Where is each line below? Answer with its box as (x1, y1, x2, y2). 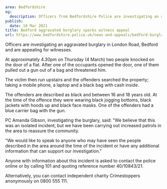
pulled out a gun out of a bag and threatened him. (5, 67, 107, 73)
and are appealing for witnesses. (5, 47, 72, 53)
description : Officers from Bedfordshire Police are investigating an (9, 14, 159, 19)
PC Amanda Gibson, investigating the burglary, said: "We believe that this (5, 117, 156, 123)
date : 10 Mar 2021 (9, 23, 48, 28)
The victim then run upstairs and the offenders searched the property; (5, 77, 149, 83)
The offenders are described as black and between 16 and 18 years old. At (5, 92, 158, 98)
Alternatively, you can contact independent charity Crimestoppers (5, 173, 141, 179)
